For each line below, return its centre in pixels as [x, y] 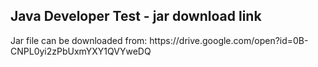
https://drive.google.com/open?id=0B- [229, 40]
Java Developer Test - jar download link [136, 16]
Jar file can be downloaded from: [79, 40]
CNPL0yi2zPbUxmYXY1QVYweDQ [81, 51]
